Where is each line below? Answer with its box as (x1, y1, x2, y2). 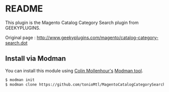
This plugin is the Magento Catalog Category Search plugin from (5, 19, 139, 25)
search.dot (5, 39, 28, 45)
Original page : (5, 34, 36, 40)
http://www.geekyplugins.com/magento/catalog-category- (37, 34, 158, 40)
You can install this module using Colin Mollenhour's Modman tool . (5, 67, 143, 73)
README (5, 3, 43, 14)
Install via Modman (5, 54, 66, 63)
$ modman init (5, 77, 35, 82)
